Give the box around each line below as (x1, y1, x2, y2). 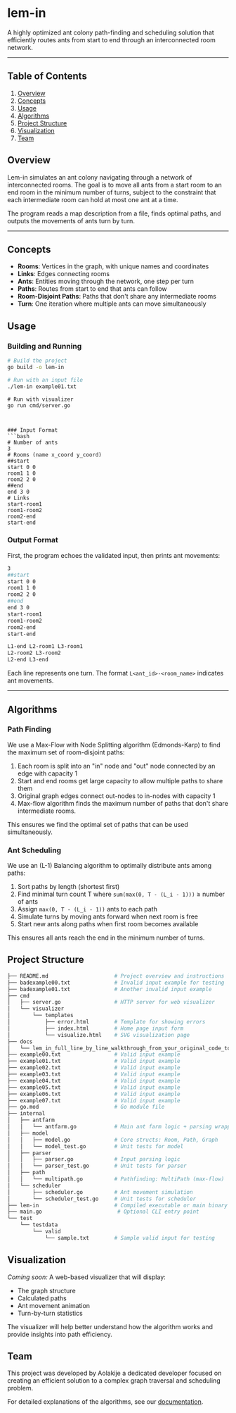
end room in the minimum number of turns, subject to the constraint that (7, 188, 216, 197)
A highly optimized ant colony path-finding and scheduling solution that (7, 28, 214, 37)
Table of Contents (7, 70, 88, 82)
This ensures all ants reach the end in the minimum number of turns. (7, 933, 205, 942)
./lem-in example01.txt (7, 382, 77, 390)
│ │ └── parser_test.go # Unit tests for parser (7, 1162, 188, 1170)
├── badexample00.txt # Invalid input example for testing (7, 979, 225, 986)
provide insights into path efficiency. (7, 1330, 112, 1338)
